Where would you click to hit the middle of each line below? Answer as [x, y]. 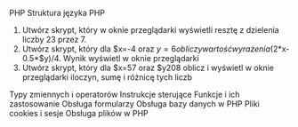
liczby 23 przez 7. [54, 40]
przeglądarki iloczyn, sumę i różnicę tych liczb [107, 77]
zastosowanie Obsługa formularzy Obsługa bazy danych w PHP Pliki [134, 104]
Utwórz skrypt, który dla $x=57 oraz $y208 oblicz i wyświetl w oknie [148, 67]
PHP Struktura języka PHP [57, 13]
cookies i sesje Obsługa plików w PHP [79, 113]
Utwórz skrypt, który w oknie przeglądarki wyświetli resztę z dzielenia [150, 30]
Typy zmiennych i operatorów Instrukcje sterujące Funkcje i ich [125, 94]
